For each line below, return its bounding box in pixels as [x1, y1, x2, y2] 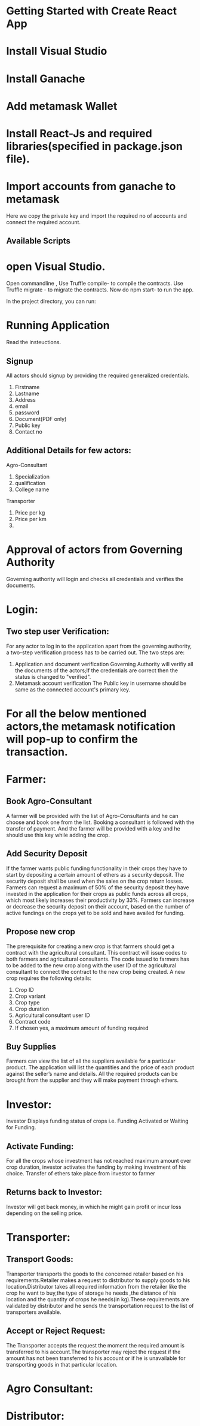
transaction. [6, 745, 69, 759]
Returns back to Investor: [6, 1187, 103, 1198]
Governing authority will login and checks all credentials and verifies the [6, 575, 184, 582]
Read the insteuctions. [6, 339, 61, 346]
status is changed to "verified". [14, 673, 91, 680]
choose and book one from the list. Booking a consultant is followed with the [6, 819, 195, 826]
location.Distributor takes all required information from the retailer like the [6, 1283, 187, 1290]
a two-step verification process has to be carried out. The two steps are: [6, 649, 185, 656]
